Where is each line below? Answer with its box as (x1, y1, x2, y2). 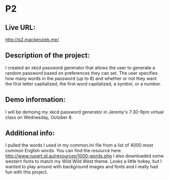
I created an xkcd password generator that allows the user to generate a (5, 64, 155, 71)
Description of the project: (5, 51, 90, 60)
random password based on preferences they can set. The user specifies (5, 70, 158, 76)
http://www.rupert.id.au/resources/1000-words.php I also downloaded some (5, 153, 164, 159)
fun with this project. (5, 169, 48, 175)
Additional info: (5, 129, 55, 138)
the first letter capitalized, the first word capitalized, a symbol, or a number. (5, 80, 161, 86)
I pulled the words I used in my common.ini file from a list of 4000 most (5, 142, 153, 148)
